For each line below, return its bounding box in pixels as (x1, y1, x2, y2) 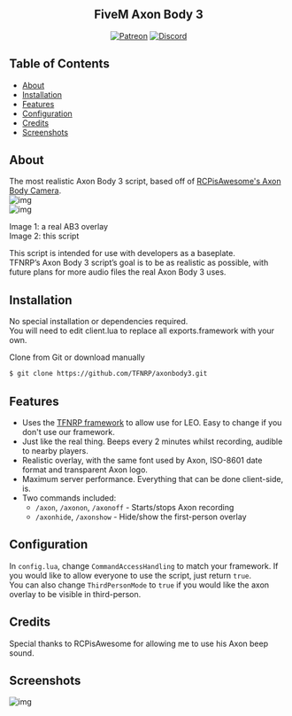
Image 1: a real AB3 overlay (9, 222, 109, 232)
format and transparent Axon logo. (21, 464, 149, 475)
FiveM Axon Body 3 (94, 7, 204, 22)
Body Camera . (9, 185, 62, 196)
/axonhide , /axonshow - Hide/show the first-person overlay (35, 511, 247, 522)
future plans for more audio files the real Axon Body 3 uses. (9, 267, 227, 277)
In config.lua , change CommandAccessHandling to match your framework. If (9, 560, 279, 571)
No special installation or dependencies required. (9, 316, 188, 327)
